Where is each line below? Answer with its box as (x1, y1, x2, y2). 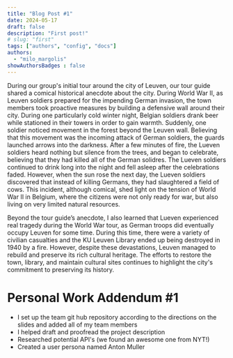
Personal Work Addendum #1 (7, 290, 179, 306)
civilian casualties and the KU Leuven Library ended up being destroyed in (7, 235, 220, 244)
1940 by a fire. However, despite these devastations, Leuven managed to (7, 243, 216, 251)
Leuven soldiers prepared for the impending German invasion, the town (7, 96, 212, 105)
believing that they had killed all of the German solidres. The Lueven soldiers (7, 155, 227, 164)
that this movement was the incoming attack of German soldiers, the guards (7, 133, 225, 142)
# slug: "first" (7, 36, 54, 43)
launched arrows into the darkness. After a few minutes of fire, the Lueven (7, 140, 220, 149)
